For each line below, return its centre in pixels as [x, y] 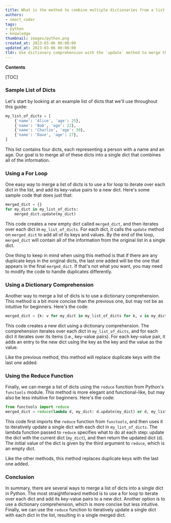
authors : [15, 15]
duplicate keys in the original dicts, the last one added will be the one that [82, 261]
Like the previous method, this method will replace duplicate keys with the [83, 357]
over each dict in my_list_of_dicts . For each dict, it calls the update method [85, 229]
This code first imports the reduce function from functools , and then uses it [84, 422]
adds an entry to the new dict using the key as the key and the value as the [84, 342]
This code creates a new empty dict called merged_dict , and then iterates [82, 224]
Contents [15, 67]
